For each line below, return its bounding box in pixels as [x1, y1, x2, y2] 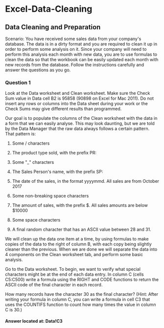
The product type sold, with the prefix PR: [12, 150, 97, 156]
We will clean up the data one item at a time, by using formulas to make [5, 236, 149, 242]
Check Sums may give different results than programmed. [5, 106, 122, 112]
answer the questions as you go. [5, 67, 71, 73]
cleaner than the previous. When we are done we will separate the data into [5, 246, 158, 252]
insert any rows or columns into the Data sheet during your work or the [5, 101, 148, 107]
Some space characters [12, 217, 61, 223]
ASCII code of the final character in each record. [5, 282, 103, 288]
